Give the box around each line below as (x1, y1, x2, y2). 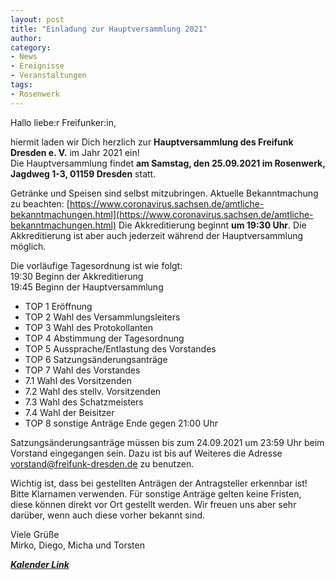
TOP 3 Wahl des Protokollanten (24, 321, 153, 333)
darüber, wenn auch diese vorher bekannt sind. (10, 509, 206, 521)
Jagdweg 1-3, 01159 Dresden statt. (10, 167, 157, 180)
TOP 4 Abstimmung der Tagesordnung (24, 332, 185, 344)
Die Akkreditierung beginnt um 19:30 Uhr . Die (118, 219, 307, 231)
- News (10, 52, 38, 62)
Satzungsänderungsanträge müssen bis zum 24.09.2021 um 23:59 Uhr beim (10, 436, 325, 448)
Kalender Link (10, 558, 70, 570)
